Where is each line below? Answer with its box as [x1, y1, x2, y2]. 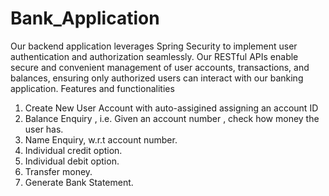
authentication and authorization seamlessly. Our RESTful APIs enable [10, 50, 299, 62]
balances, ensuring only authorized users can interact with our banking [10, 72, 304, 84]
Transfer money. [24, 165, 93, 177]
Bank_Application [10, 7, 160, 30]
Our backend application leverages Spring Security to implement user [10, 40, 298, 52]
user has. [24, 123, 64, 135]
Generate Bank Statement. [24, 176, 134, 188]
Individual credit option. [24, 144, 123, 156]
